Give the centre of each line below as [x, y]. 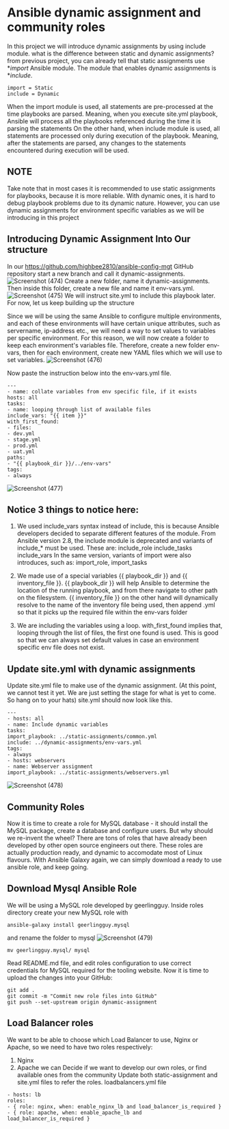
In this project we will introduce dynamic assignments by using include [107, 46]
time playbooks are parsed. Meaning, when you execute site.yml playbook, [112, 114]
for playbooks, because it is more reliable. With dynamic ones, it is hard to [111, 195]
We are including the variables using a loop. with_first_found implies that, [120, 626]
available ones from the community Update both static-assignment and [117, 1075]
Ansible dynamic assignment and [104, 13]
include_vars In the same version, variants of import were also [104, 555]
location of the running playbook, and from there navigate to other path [117, 590]
